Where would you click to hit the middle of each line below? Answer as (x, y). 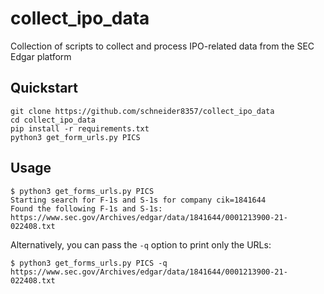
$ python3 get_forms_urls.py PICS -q (89, 263)
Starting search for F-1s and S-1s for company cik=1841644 (138, 200)
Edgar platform (41, 56)
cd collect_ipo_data (53, 120)
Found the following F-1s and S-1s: (86, 208)
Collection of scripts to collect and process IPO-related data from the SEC (162, 46)
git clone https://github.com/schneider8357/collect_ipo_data (142, 111)
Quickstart (44, 88)
